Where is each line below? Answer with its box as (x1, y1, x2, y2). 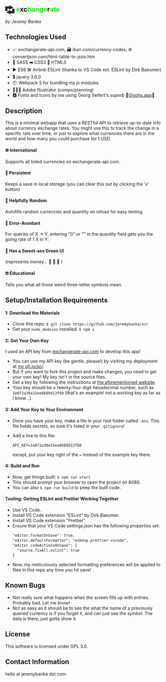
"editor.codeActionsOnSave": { (12, 543, 78, 548)
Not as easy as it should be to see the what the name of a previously (12, 605, 153, 611)
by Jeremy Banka (5, 18, 41, 24)
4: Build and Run (5, 463, 40, 469)
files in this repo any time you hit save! (12, 567, 91, 573)
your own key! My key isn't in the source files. (12, 374, 106, 380)
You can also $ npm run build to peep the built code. (12, 484, 121, 490)
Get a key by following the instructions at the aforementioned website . (12, 379, 156, 385)
